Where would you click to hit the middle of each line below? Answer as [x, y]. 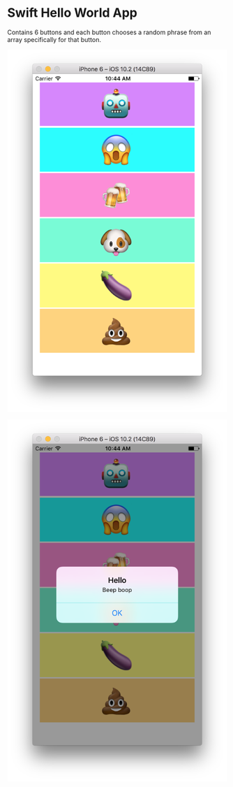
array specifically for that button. [54, 39]
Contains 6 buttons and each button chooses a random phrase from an [109, 32]
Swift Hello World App [72, 13]
